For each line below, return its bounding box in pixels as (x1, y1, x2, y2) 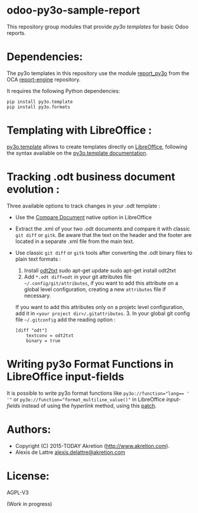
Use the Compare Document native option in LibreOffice (15, 213, 152, 220)
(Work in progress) (6, 500, 52, 507)
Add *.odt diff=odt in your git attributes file (24, 273, 132, 280)
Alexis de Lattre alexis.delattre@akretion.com (15, 449, 126, 456)
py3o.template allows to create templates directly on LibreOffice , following (6, 143, 187, 150)
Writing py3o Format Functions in (6, 357, 174, 371)
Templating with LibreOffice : (6, 124, 152, 137)
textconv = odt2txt (26, 332, 74, 339)
